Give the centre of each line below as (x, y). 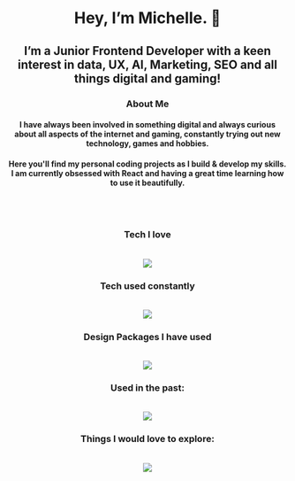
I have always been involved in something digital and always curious (147, 125)
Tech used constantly (147, 285)
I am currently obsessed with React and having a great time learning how (147, 173)
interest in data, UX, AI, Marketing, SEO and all (147, 64)
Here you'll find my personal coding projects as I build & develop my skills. (147, 164)
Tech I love (147, 235)
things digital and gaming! (147, 78)
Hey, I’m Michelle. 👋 (147, 18)
